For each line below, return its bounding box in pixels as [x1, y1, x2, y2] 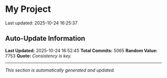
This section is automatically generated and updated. [5, 67, 115, 73]
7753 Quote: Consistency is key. [5, 53, 72, 59]
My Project [5, 3, 51, 15]
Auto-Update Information [5, 34, 85, 43]
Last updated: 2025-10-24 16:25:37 [5, 20, 78, 26]
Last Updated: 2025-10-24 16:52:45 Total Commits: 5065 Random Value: [5, 47, 158, 53]
